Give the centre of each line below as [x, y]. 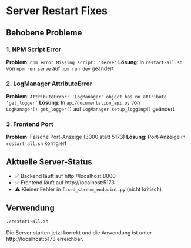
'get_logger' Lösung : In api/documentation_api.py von [73, 103]
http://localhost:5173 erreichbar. [45, 239]
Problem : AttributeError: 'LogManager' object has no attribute [87, 97]
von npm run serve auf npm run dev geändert [60, 68]
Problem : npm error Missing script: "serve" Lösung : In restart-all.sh [94, 62]
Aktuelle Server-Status [49, 162]
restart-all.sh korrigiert [36, 143]
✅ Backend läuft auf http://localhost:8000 [65, 176]
